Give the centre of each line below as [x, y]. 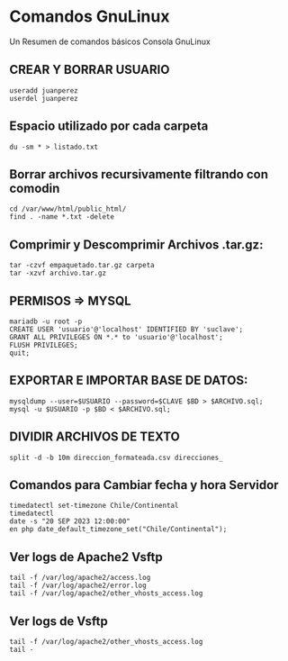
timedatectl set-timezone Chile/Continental [94, 506]
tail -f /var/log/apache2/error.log [78, 586]
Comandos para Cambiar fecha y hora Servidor [144, 485]
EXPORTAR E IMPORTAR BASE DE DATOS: [129, 380]
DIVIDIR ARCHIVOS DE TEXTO [94, 437]
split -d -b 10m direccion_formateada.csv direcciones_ [116, 457]
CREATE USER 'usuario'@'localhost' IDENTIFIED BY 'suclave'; [126, 330]
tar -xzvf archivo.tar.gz [58, 273]
